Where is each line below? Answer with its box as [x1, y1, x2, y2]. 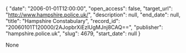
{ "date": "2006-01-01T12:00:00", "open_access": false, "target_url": [5, 5, 173, 12]
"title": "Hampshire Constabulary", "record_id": [5, 18, 120, 24]
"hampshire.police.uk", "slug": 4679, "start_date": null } [5, 30, 141, 37]
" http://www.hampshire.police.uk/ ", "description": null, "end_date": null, [5, 11, 181, 18]
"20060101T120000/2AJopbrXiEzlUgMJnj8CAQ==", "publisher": [5, 24, 163, 31]
